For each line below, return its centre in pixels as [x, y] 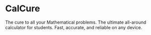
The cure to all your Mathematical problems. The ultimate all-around [76, 22]
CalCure [23, 9]
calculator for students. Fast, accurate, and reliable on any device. [74, 27]
